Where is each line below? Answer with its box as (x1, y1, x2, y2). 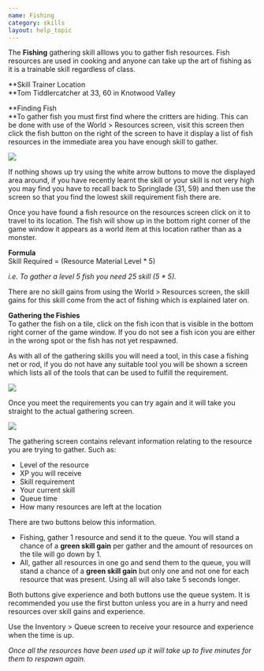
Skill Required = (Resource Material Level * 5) (8, 257, 156, 266)
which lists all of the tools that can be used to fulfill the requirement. (8, 368, 229, 377)
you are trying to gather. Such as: (8, 445, 117, 455)
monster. (8, 233, 37, 242)
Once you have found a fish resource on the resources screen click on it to (8, 208, 251, 217)
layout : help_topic (8, 26, 73, 34)
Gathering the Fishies (8, 311, 80, 321)
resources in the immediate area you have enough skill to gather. (8, 137, 218, 147)
